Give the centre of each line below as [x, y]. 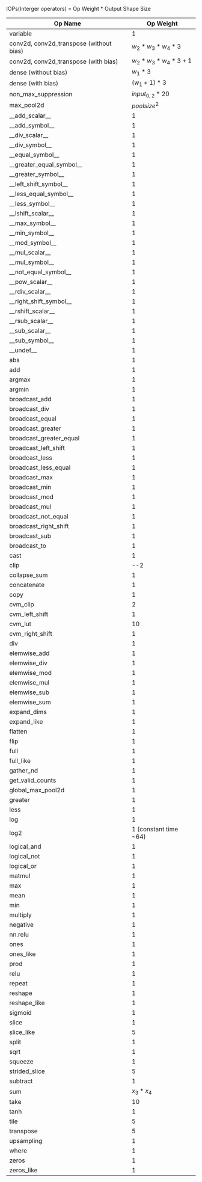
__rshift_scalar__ [32, 311]
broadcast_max [31, 478]
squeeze [22, 1062]
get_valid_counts [33, 780]
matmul [20, 876]
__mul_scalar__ [30, 253]
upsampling [26, 1141]
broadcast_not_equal [39, 517]
